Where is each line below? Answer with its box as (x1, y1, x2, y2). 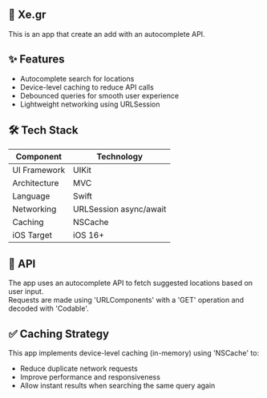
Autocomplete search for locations (19, 74, 135, 83)
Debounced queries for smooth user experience (19, 90, 179, 100)
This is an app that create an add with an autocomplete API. (8, 29, 206, 38)
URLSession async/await (73, 203, 167, 215)
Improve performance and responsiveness (19, 372, 160, 382)
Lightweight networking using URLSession (19, 99, 160, 109)
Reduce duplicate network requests (19, 364, 138, 373)
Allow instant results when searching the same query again (19, 381, 216, 391)
